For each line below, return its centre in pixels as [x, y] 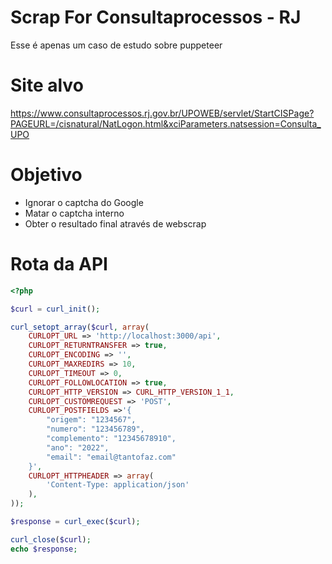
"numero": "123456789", [95, 429]
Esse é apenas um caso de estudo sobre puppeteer [116, 45]
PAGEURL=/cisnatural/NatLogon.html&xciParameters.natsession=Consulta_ [166, 123]
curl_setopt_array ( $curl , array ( [80, 327]
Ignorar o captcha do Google [84, 202]
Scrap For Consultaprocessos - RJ [156, 17]
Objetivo [46, 175]
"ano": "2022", [78, 447]
